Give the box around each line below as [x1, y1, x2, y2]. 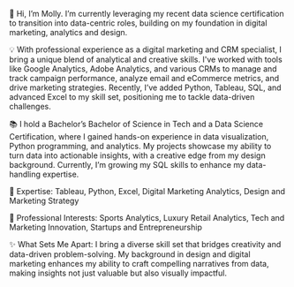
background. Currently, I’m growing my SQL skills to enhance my [9, 160, 245, 170]
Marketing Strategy [9, 195, 79, 206]
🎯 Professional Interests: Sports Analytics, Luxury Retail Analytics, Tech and [9, 213, 285, 223]
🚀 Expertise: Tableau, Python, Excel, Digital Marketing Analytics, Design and [9, 186, 285, 196]
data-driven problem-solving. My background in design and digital [9, 249, 251, 260]
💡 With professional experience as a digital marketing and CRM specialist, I [9, 44, 283, 55]
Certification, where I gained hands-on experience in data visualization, [9, 132, 269, 141]
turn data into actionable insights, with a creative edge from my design [9, 150, 267, 161]
